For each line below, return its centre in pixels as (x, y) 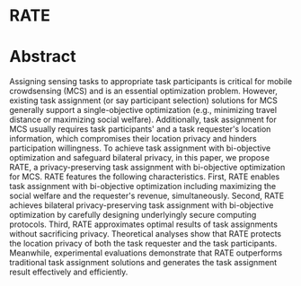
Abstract (43, 57)
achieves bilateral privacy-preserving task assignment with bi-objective (142, 205)
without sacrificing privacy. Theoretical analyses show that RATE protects (145, 234)
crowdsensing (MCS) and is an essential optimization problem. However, (144, 91)
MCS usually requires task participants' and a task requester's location (140, 129)
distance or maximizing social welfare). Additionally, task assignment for (143, 120)
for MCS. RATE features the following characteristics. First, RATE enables (145, 177)
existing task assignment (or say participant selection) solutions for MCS (144, 100)
